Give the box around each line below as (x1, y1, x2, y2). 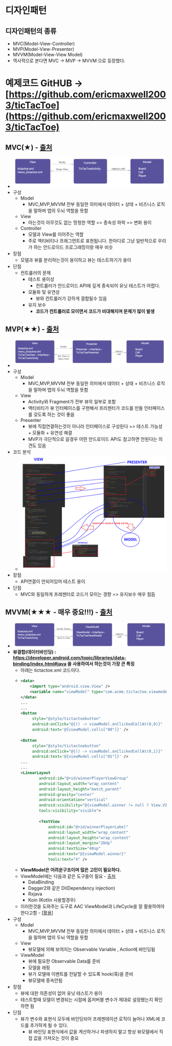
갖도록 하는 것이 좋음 (33, 411, 75, 418)
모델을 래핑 (28, 964, 50, 971)
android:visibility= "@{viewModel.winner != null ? (38, 803, 149, 808)
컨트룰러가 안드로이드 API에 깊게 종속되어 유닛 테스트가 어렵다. (35, 283, 161, 289)
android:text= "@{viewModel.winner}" (48, 852, 126, 857)
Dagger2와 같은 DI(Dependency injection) (28, 885, 115, 891)
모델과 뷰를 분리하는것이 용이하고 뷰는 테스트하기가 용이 (20, 257, 132, 263)
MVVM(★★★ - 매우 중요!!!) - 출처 (5, 608, 113, 616)
